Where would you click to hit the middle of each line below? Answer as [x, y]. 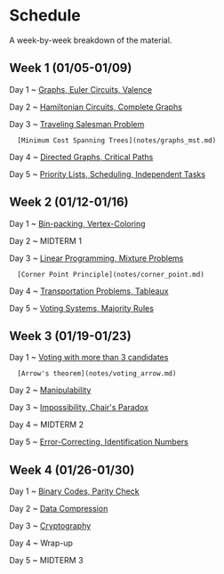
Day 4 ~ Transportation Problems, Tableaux [89, 291]
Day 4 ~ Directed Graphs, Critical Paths [81, 157]
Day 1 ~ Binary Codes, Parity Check [74, 491]
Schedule [45, 16]
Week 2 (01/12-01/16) [69, 202]
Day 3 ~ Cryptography [50, 526]
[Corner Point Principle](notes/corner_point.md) [111, 274]
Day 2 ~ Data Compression [59, 509]
